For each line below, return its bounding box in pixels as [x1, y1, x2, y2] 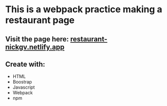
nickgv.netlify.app [5, 42, 65, 51]
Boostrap [12, 79, 32, 85]
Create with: [5, 60, 45, 68]
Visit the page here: [5, 35, 69, 43]
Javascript [12, 84, 35, 90]
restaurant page [5, 14, 75, 26]
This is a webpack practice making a [5, 4, 162, 15]
